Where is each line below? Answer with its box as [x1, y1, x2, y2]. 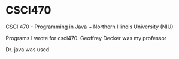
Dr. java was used [5, 45, 50, 53]
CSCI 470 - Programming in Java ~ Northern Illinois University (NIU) [5, 23, 174, 30]
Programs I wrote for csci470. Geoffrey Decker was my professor [5, 34, 167, 41]
